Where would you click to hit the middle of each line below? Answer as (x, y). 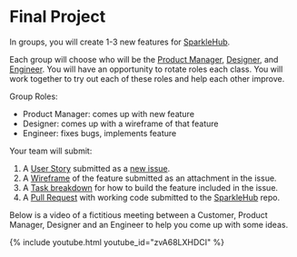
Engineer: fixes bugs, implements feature (99, 133)
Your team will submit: (51, 151)
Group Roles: (34, 96)
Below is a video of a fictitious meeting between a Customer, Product (139, 214)
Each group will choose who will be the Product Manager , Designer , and (144, 59)
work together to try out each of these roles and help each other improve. (147, 78)
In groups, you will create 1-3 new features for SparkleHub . (120, 42)
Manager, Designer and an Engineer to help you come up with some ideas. (149, 224)
